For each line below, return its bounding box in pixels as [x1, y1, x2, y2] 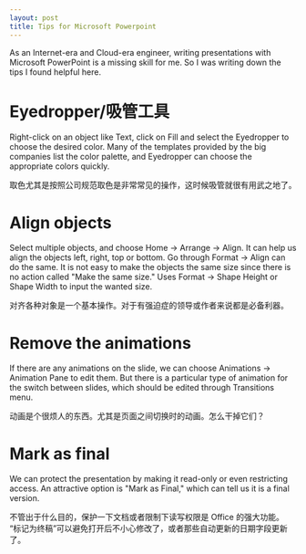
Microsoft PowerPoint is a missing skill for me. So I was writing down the [9, 57, 281, 68]
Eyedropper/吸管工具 [9, 101, 170, 121]
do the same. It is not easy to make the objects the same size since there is [9, 262, 291, 273]
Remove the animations [9, 332, 191, 353]
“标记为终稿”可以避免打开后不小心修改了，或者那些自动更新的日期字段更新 [9, 523, 289, 534]
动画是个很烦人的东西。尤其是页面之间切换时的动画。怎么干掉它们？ [9, 411, 265, 422]
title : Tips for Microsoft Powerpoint [9, 22, 157, 31]
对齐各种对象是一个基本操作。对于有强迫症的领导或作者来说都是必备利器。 [9, 300, 289, 311]
